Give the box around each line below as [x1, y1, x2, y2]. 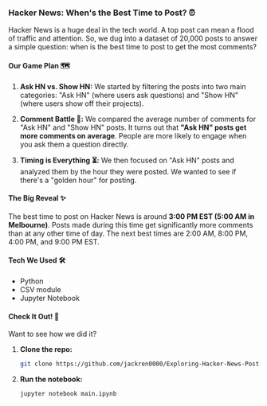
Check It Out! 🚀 [8, 311, 60, 321]
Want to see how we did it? [8, 330, 97, 339]
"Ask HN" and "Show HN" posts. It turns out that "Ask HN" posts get [19, 123, 247, 132]
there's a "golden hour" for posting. [19, 175, 137, 185]
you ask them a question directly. [19, 139, 129, 149]
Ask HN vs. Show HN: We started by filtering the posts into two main [19, 81, 246, 91]
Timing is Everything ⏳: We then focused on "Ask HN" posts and [19, 155, 235, 165]
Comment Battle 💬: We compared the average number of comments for [19, 114, 257, 123]
